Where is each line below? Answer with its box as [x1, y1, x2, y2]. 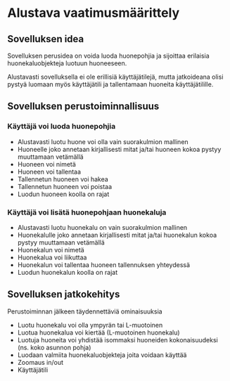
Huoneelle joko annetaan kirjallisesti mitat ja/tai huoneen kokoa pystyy [17, 145, 222, 153]
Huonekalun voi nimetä [17, 245, 84, 254]
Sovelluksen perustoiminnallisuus [7, 101, 160, 112]
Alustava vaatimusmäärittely [7, 5, 180, 21]
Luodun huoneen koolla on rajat [17, 190, 110, 198]
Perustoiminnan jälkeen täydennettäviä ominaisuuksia [7, 307, 163, 316]
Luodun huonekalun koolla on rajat [17, 268, 118, 276]
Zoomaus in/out [17, 358, 64, 366]
